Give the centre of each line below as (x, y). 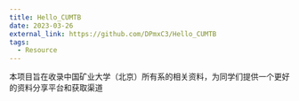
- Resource (37, 50)
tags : (19, 42)
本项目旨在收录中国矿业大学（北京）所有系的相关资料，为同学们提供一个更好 (149, 77)
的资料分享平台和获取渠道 (56, 88)
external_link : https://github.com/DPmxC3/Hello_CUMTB (113, 34)
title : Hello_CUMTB (45, 17)
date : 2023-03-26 (41, 26)
